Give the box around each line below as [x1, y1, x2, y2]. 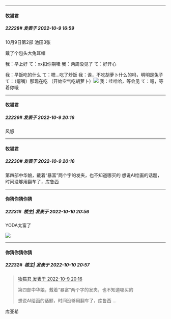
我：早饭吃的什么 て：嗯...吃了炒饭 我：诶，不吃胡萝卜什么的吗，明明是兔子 [5, 71, 163, 78]
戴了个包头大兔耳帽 [5, 50, 46, 56]
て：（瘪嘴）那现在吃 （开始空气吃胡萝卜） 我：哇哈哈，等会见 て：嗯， [5, 78, 159, 84]
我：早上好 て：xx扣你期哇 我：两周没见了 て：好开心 [5, 61, 117, 67]
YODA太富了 [5, 223, 32, 229]
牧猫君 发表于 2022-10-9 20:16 [17, 276, 82, 282]
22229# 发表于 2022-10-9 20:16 [5, 114, 75, 120]
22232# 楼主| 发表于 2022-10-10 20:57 [5, 262, 90, 268]
